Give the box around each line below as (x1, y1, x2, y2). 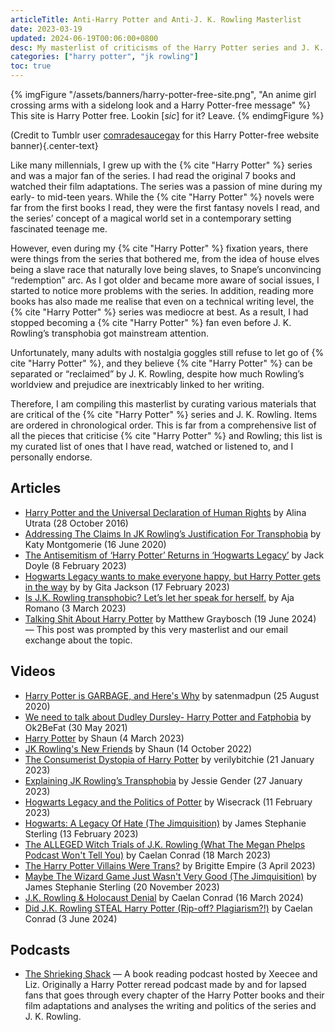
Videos (10, 663, 56, 680)
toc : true (10, 61, 52, 71)
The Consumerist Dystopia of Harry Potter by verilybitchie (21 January (24, 753, 315, 765)
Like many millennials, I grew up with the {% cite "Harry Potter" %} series (10, 159, 313, 171)
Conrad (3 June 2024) (24, 912, 118, 925)
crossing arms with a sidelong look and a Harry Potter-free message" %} (10, 99, 312, 111)
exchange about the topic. (24, 634, 133, 646)
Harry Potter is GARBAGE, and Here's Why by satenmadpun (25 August (24, 689, 320, 701)
